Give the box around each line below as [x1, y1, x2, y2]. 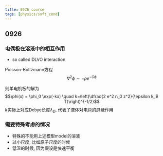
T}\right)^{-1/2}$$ [64, 98, 100, 104]
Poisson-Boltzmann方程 [5, 67, 53, 73]
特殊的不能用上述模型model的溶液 [12, 133, 80, 139]
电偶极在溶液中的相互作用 [5, 45, 65, 52]
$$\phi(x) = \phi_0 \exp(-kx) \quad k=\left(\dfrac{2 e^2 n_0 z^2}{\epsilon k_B [5, 93, 159, 99]
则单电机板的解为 [5, 85, 39, 91]
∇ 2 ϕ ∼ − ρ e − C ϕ [67, 75, 97, 81]
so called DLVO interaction [12, 57, 66, 62]
